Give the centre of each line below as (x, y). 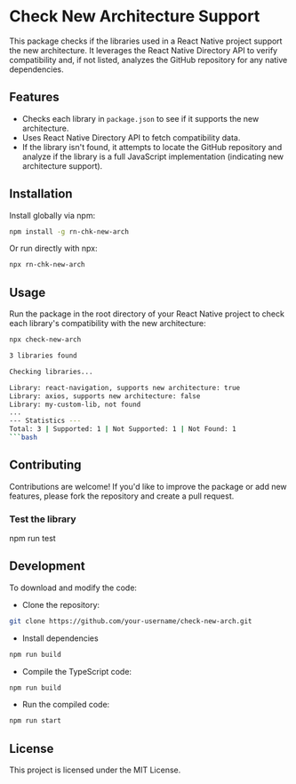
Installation (41, 194)
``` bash (24, 437)
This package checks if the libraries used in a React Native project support (146, 41)
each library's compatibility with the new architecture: (108, 324)
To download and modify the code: (73, 588)
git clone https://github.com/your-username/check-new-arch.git (131, 621)
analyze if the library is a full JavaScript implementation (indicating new (153, 156)
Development (48, 566)
